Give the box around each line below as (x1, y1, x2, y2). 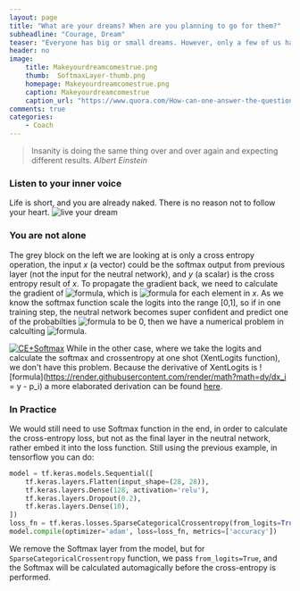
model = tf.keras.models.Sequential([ (9, 469, 154, 478)
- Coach (25, 121, 54, 130)
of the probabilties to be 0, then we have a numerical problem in (9, 316, 284, 327)
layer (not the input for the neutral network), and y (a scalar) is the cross (9, 269, 275, 279)
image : (9, 54, 34, 63)
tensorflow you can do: (9, 452, 95, 462)
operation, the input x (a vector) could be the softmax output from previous (9, 259, 286, 270)
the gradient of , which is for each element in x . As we (9, 287, 284, 298)
